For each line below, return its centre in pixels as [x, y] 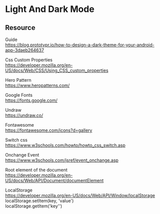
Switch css [16, 140]
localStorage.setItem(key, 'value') [40, 201]
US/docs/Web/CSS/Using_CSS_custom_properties [57, 70]
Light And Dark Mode [50, 9]
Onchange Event [22, 155]
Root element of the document [37, 170]
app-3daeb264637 [25, 50]
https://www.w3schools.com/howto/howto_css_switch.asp [65, 145]
